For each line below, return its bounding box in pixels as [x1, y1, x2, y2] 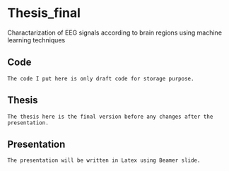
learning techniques [7, 35, 66, 44]
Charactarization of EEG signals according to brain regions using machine [7, 28, 223, 37]
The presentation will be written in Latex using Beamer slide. [7, 157, 201, 164]
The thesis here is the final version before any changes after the [7, 113, 213, 120]
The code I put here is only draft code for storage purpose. [7, 75, 194, 82]
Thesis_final [7, 5, 81, 21]
